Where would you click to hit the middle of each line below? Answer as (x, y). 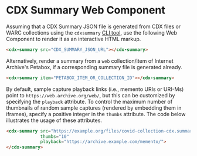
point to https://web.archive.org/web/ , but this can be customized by (91, 95)
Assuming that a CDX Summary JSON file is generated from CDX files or (94, 26)
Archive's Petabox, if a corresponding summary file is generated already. (94, 67)
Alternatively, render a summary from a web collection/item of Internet (90, 61)
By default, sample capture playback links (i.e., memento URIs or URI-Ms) (95, 89)
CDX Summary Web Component (86, 10)
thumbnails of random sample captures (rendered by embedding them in (94, 108)
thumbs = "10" (55, 136)
